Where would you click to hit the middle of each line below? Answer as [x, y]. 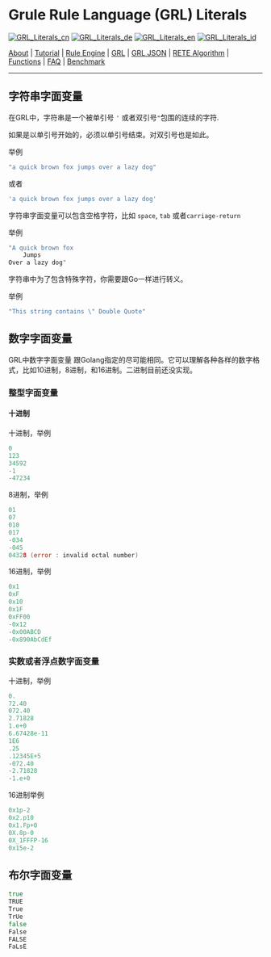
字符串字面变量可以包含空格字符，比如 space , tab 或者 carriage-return [125, 215]
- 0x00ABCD [25, 632]
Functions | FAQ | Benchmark [57, 61]
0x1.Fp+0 [23, 825]
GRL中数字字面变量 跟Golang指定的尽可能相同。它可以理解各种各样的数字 [131, 359]
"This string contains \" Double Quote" [77, 312]
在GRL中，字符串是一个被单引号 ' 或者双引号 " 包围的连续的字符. [114, 117]
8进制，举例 [28, 495]
